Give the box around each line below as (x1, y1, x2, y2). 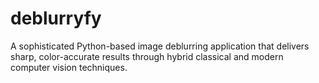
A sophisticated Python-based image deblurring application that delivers (10, 40, 310, 52)
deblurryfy (10, 7, 102, 30)
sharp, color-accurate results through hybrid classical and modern (10, 50, 284, 62)
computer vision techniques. (10, 61, 128, 73)
